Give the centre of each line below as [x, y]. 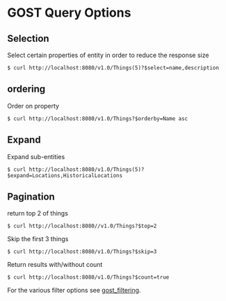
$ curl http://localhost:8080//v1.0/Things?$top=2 [82, 226]
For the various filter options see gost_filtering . [74, 291]
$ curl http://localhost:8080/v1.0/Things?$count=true [88, 277]
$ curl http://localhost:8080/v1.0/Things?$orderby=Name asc [98, 119]
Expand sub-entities [36, 156]
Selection [29, 39]
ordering [26, 89]
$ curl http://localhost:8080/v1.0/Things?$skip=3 [82, 252]
